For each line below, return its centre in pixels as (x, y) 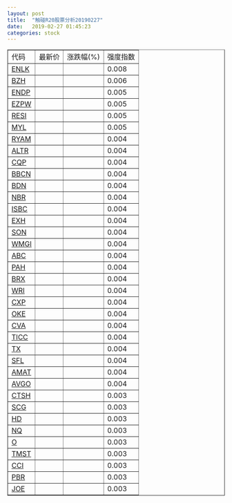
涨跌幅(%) (83, 57)
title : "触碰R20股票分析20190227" (55, 20)
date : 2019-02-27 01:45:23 (49, 26)
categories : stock (33, 33)
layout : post (26, 13)
